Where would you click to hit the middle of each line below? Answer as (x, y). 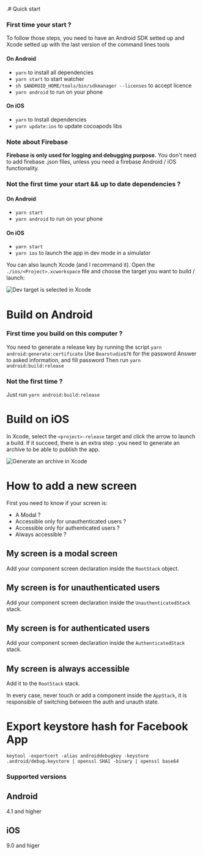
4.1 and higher (24, 811)
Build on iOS (38, 420)
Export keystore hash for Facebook (97, 727)
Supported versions (37, 777)
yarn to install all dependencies (54, 72)
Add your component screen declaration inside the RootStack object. (93, 568)
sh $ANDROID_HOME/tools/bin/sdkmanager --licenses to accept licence (103, 85)
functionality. (23, 168)
